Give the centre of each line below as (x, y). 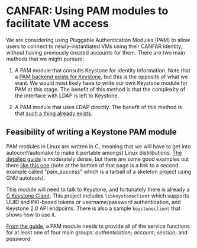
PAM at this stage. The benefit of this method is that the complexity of (100, 89)
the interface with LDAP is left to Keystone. (67, 96)
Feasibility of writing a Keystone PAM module (91, 132)
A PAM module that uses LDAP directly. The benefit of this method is (98, 107)
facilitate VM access (57, 23)
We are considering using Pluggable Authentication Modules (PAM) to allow (98, 40)
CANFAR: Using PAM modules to (87, 11)
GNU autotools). (26, 178)
